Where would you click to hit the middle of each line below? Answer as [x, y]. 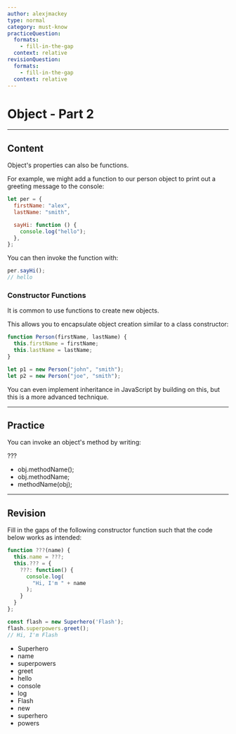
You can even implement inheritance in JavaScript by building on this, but [113, 389]
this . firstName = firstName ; [56, 344]
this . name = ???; [39, 557]
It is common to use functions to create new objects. [83, 310]
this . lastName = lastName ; [53, 350]
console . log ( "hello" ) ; [53, 231]
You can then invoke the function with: [63, 258]
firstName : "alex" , [42, 206]
